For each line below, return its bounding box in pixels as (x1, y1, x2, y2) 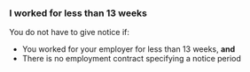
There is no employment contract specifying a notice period (21, 54, 241, 64)
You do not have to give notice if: (9, 27, 130, 38)
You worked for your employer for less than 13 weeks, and (21, 44, 236, 54)
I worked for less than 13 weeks (9, 7, 148, 19)
